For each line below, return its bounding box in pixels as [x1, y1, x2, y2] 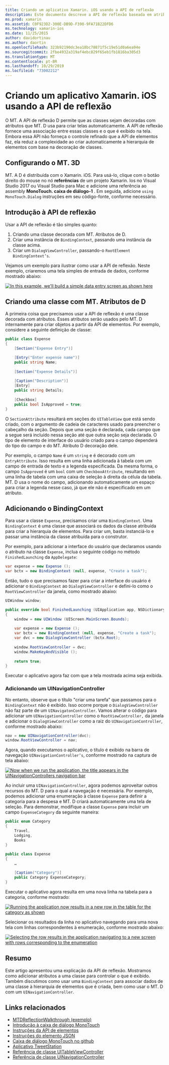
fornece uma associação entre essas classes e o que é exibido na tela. [5, 128, 152, 134]
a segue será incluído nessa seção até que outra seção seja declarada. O [5, 432, 157, 438]
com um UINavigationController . [5, 988, 74, 995]
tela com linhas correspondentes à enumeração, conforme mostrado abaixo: [5, 924, 164, 930]
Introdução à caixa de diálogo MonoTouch [12, 1022, 100, 1028]
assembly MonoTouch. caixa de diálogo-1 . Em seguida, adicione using [5, 188, 153, 194]
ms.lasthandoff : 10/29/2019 [5, 63, 64, 69]
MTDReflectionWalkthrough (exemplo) [12, 1017, 92, 1023]
